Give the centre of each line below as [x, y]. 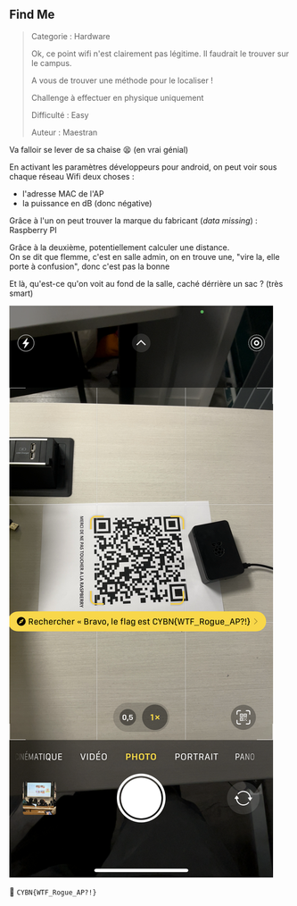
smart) [21, 293]
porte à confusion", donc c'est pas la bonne [90, 266]
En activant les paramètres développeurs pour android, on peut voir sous [143, 167]
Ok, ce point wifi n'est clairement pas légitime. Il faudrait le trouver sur [160, 54]
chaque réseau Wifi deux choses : [72, 176]
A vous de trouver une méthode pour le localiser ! [122, 80]
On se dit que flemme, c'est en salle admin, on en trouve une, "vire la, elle [144, 256]
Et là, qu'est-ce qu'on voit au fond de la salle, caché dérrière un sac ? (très [146, 283]
